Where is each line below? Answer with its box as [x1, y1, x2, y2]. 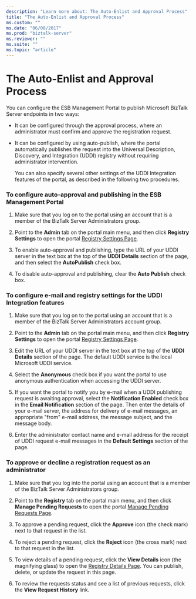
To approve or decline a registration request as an [6, 459, 151, 467]
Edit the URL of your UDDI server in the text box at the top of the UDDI [14, 347, 185, 354]
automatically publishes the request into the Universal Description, [14, 145, 175, 153]
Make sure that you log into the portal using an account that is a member [14, 479, 191, 486]
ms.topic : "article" [6, 47, 57, 53]
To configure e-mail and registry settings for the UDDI [6, 291, 163, 299]
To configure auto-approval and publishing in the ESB [6, 190, 162, 199]
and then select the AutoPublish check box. [14, 259, 122, 266]
